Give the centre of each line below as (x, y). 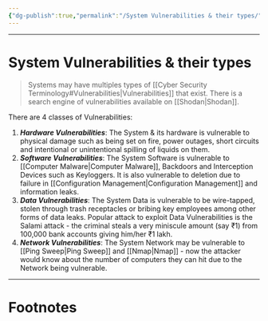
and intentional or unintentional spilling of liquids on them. (114, 149)
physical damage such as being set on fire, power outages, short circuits (139, 141)
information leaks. (49, 191)
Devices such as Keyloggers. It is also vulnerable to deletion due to (130, 174)
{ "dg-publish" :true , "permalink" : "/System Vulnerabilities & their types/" (135, 16)
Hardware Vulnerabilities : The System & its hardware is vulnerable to (134, 132)
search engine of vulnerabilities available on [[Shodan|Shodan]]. (133, 101)
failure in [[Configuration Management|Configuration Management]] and (138, 183)
